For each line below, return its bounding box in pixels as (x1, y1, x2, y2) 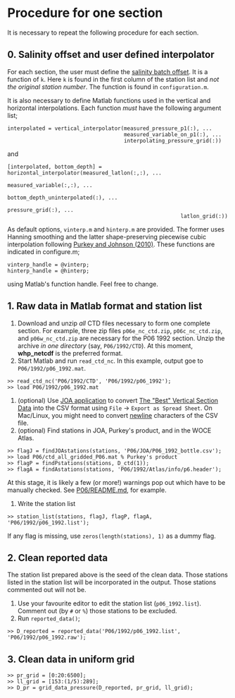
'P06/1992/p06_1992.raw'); (7, 634, 87, 642)
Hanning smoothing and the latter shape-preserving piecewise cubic (7, 232, 206, 241)
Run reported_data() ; (17, 614, 80, 622)
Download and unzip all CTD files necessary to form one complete (17, 319, 211, 327)
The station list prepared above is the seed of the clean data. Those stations (7, 570, 229, 579)
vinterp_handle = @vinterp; (7, 261, 90, 268)
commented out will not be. (7, 586, 87, 594)
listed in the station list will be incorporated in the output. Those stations (7, 578, 217, 586)
